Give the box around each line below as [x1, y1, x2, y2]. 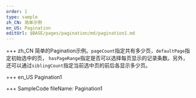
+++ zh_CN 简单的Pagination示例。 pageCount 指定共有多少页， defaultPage [6, 48, 185, 55]
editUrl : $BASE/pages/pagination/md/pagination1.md [6, 31, 135, 36]
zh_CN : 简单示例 [6, 19, 42, 25]
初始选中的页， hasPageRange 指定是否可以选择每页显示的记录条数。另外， [11, 55, 188, 62]
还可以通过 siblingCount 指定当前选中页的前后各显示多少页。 [6, 62, 151, 69]
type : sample [6, 14, 38, 20]
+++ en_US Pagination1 [6, 74, 63, 81]
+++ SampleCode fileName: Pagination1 [6, 85, 103, 92]
